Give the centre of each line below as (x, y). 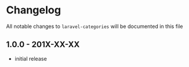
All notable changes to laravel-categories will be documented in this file (95, 26)
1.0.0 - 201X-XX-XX (43, 45)
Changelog (34, 10)
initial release (31, 58)
